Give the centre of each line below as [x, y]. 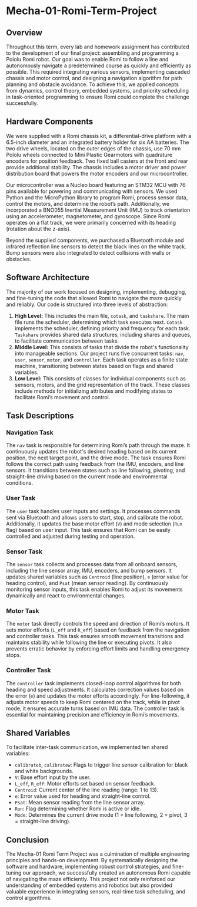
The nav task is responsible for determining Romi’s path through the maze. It [98, 445]
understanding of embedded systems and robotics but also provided [89, 885]
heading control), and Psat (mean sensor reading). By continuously [87, 583]
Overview [24, 33]
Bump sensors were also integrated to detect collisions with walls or [89, 252]
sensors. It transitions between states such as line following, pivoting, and [96, 471]
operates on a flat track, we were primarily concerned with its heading [91, 222]
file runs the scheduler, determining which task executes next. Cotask [98, 322]
